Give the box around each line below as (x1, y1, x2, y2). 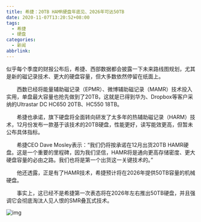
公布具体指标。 (6, 128, 43, 135)
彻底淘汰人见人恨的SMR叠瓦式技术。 (22, 197, 113, 204)
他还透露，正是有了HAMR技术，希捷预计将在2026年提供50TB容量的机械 (16, 169, 196, 176)
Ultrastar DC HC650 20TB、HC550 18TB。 (16, 100, 123, 108)
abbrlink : (6, 48, 31, 54)
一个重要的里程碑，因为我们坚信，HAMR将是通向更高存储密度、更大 (26, 149, 196, 156)
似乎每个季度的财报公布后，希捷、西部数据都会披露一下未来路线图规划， (6, 65, 185, 72)
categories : (6, 37, 36, 43)
